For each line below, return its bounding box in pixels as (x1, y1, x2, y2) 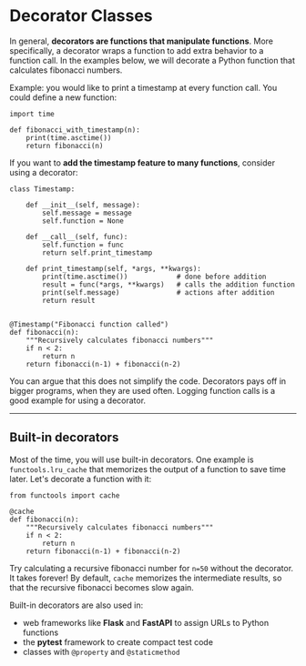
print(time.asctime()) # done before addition (42, 272, 267, 281)
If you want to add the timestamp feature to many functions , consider (9, 156, 276, 168)
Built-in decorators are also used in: (9, 600, 144, 610)
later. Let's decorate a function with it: (9, 473, 152, 484)
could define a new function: (9, 92, 117, 103)
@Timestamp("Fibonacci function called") (9, 319, 169, 328)
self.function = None (42, 216, 125, 226)
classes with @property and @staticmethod (22, 646, 180, 657)
